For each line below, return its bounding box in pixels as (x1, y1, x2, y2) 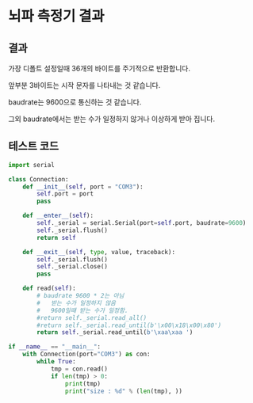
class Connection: (8, 175, 69, 183)
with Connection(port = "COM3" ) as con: (22, 350, 151, 359)
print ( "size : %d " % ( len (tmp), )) (64, 387, 182, 395)
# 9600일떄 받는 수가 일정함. (36, 306, 128, 314)
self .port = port (36, 190, 94, 198)
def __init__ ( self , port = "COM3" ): (22, 183, 144, 191)
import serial (8, 161, 56, 169)
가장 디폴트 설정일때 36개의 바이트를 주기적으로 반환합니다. (8, 64, 190, 73)
